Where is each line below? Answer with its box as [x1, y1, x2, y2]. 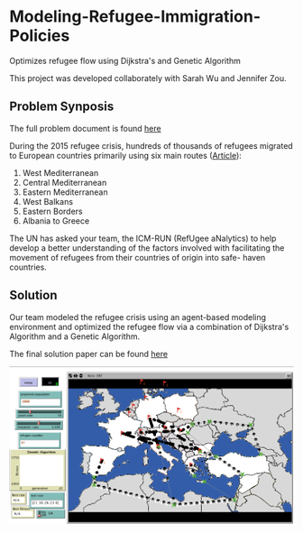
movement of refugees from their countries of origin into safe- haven [9, 252, 266, 262]
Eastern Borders [22, 206, 83, 216]
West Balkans [22, 196, 74, 207]
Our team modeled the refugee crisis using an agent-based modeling [9, 311, 267, 322]
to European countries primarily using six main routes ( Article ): [9, 150, 242, 161]
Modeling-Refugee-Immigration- [9, 6, 262, 27]
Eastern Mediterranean [22, 187, 108, 198]
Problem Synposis [9, 99, 115, 115]
